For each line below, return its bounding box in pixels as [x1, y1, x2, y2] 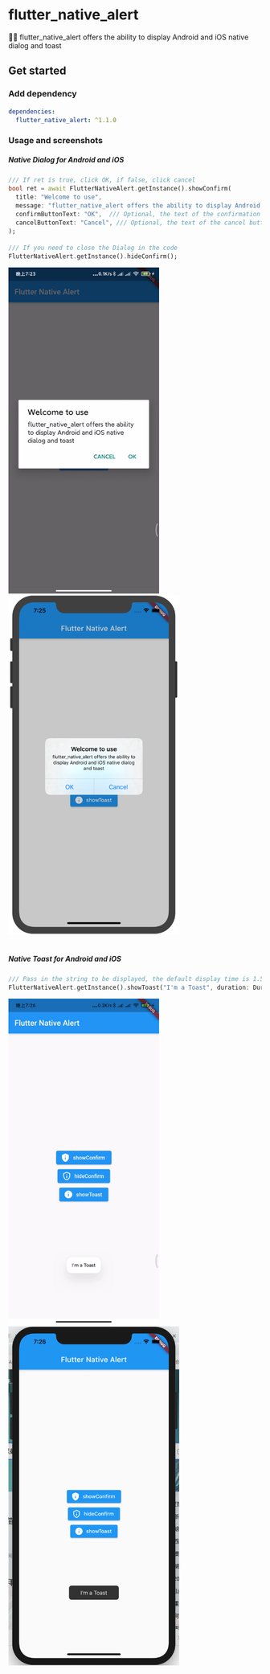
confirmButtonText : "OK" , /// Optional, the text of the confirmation [15, 210, 261, 218]
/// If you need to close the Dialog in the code [8, 244, 178, 252]
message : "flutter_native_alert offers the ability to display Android [15, 201, 261, 210]
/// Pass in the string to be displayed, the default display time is [8, 975, 250, 983]
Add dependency [8, 88, 78, 100]
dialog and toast [8, 40, 62, 50]
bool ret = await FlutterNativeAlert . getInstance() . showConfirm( [8, 185, 231, 193]
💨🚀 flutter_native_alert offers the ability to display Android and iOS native [8, 32, 249, 42]
